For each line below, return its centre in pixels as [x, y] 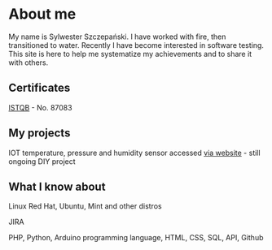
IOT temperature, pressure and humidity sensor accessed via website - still [134, 153]
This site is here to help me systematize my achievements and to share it [130, 54]
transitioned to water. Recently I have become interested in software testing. [136, 45]
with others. [29, 62]
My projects [39, 134]
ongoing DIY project [42, 161]
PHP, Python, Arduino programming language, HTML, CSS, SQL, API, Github [136, 238]
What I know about [57, 186]
